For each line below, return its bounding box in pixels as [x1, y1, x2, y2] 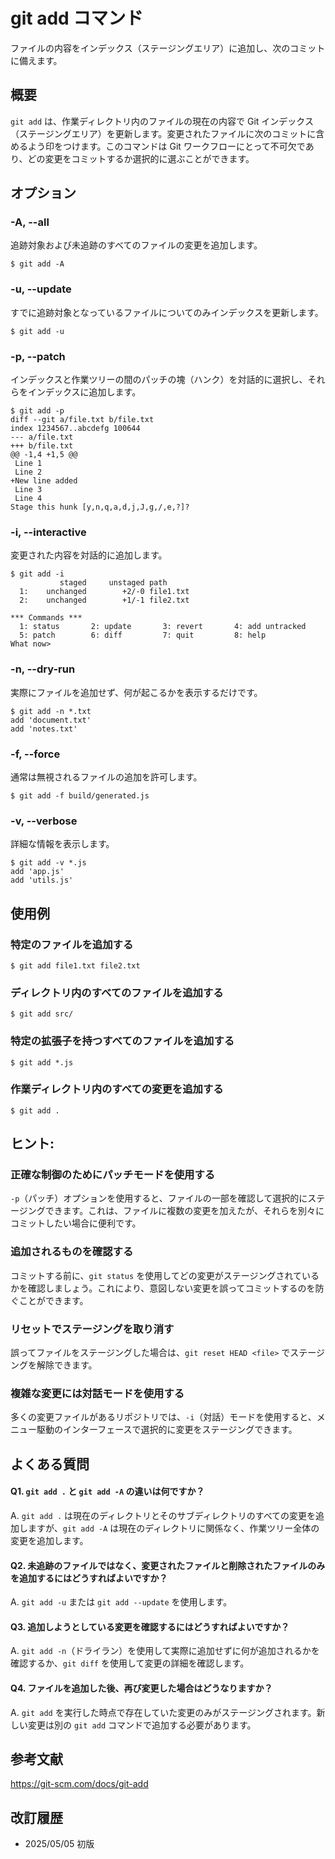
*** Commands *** [10, 613, 83, 623]
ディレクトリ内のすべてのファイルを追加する [10, 985, 224, 999]
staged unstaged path [59, 578, 168, 588]
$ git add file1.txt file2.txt [10, 960, 141, 971]
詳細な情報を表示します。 [10, 838, 115, 850]
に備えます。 [10, 54, 63, 66]
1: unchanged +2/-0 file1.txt [19, 587, 190, 597]
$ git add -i [10, 569, 65, 579]
